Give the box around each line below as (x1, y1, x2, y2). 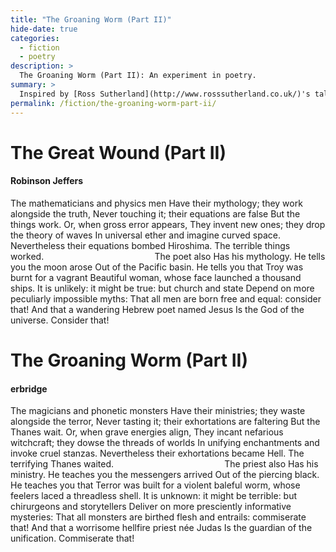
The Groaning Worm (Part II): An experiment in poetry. (19, 71, 257, 81)
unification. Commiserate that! (10, 532, 135, 545)
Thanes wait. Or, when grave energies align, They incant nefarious (10, 426, 284, 438)
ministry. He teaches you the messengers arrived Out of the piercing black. (10, 469, 320, 481)
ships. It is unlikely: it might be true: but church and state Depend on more (10, 282, 315, 294)
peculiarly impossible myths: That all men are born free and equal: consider (10, 292, 322, 305)
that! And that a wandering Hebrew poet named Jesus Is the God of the (10, 303, 305, 315)
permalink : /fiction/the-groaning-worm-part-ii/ (10, 98, 217, 108)
